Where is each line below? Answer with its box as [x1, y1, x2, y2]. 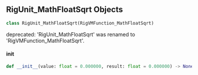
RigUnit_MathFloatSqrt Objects [6, 5, 123, 15]
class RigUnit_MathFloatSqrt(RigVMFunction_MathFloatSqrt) [6, 20, 154, 26]
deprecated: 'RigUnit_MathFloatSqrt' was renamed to [6, 30, 136, 37]
